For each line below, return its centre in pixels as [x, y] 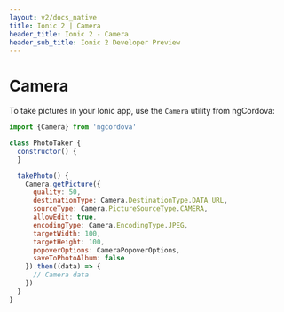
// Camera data [61, 275]
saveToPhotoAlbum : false [79, 259]
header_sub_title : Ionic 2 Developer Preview [95, 42]
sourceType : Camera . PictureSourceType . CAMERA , [120, 209]
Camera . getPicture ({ [63, 184]
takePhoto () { [43, 176]
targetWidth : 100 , [67, 233]
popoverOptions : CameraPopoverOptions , [106, 250]
